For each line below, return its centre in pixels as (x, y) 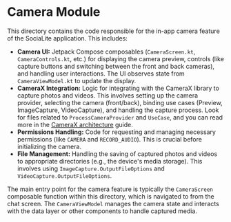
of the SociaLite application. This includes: (67, 38)
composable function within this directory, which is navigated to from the (111, 196)
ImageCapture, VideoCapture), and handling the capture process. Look (118, 110)
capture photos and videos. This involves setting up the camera (108, 95)
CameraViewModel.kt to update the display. (77, 80)
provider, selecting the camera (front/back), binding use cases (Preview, (120, 102)
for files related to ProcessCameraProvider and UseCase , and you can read (120, 117)
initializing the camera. (49, 146)
